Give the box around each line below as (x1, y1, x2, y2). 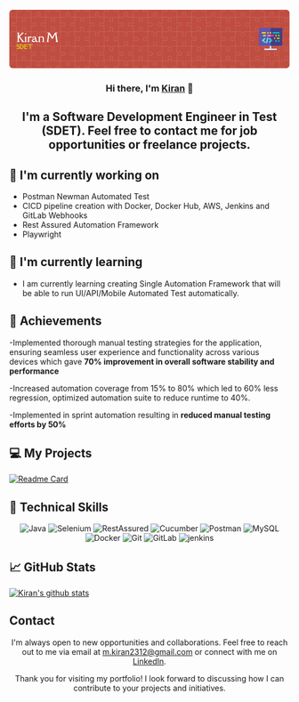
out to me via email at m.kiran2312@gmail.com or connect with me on (21, 646, 278, 657)
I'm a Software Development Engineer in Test (21, 109, 278, 125)
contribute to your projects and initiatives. (73, 682, 226, 693)
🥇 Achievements (9, 313, 102, 329)
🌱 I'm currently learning (9, 254, 143, 270)
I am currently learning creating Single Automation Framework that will (21, 278, 281, 289)
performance (9, 366, 60, 376)
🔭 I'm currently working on (9, 167, 160, 182)
